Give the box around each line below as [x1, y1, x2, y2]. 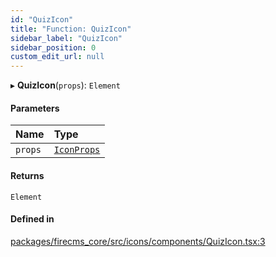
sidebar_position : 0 [10, 42, 97, 53]
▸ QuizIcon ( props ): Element [10, 79, 121, 91]
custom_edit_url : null [10, 52, 105, 62]
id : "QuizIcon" [10, 14, 74, 25]
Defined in [10, 213, 55, 225]
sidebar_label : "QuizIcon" [10, 33, 123, 43]
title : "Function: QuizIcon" [10, 24, 132, 34]
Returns [10, 169, 45, 181]
